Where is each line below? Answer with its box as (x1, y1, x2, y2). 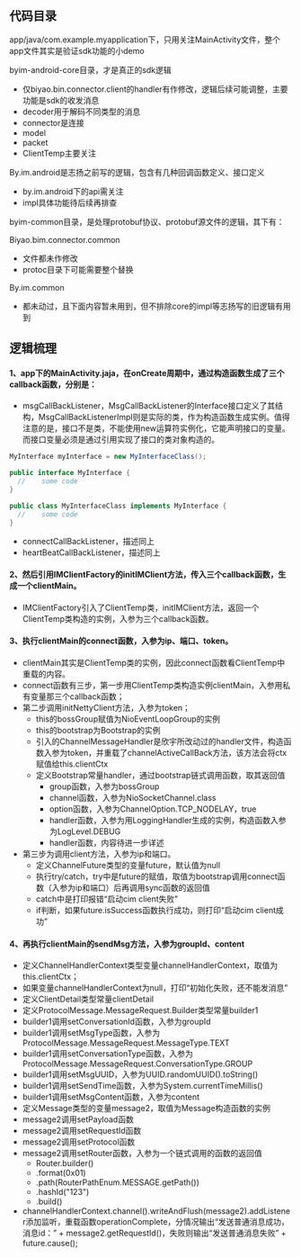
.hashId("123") (35, 1187, 90, 1198)
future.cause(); (22, 1238, 78, 1249)
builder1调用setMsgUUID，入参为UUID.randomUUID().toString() (22, 1069, 259, 1080)
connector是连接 (22, 117, 85, 128)
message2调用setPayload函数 (22, 1114, 135, 1125)
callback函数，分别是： (9, 379, 97, 390)
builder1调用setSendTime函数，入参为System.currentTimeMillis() (22, 1081, 263, 1091)
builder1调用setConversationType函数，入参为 (22, 1048, 193, 1059)
